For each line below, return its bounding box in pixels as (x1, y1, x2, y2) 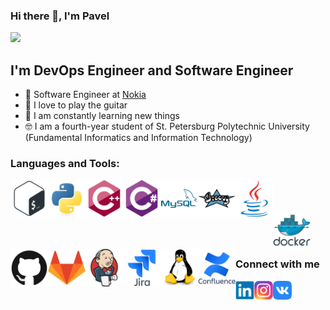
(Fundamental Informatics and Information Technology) (24, 132, 253, 144)
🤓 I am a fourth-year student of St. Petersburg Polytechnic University (24, 120, 310, 133)
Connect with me (235, 257, 320, 271)
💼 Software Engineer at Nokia (24, 89, 147, 101)
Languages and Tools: (10, 157, 120, 171)
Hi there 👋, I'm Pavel (10, 9, 110, 23)
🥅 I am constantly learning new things (24, 110, 180, 122)
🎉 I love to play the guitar (24, 99, 128, 111)
